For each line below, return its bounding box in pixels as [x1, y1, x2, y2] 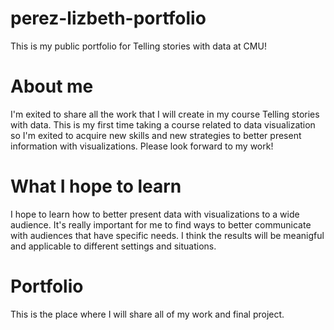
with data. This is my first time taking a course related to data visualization [10, 118, 316, 131]
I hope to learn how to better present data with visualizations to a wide [10, 208, 300, 220]
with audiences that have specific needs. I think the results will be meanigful [10, 229, 325, 241]
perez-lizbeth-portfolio [10, 7, 207, 30]
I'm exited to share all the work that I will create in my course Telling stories [10, 108, 320, 120]
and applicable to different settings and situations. [10, 240, 217, 252]
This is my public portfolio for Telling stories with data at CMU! [10, 40, 267, 52]
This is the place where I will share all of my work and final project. [10, 308, 285, 320]
